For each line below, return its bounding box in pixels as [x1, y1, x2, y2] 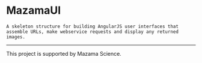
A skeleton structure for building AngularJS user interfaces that [6, 23, 179, 29]
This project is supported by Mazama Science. [6, 50, 121, 57]
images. [6, 34, 26, 40]
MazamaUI [6, 4, 61, 17]
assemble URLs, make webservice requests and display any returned [6, 28, 179, 35]
